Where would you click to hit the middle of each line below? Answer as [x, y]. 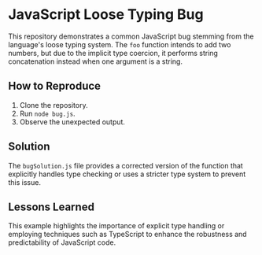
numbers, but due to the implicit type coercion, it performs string [113, 53]
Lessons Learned [51, 207]
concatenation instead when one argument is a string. [96, 61]
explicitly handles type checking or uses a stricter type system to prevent [127, 174]
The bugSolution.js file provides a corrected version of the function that [126, 165]
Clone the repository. [54, 105]
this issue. [25, 182]
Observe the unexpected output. [72, 122]
